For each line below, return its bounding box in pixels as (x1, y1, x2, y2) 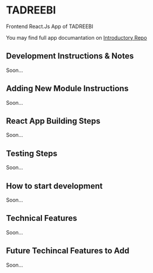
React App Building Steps (6, 116, 100, 126)
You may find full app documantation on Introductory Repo (6, 34, 147, 41)
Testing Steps (6, 148, 58, 158)
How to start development (6, 181, 103, 191)
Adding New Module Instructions (6, 84, 129, 94)
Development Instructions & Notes (6, 51, 134, 61)
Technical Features (6, 213, 78, 223)
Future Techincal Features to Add (6, 246, 130, 256)
